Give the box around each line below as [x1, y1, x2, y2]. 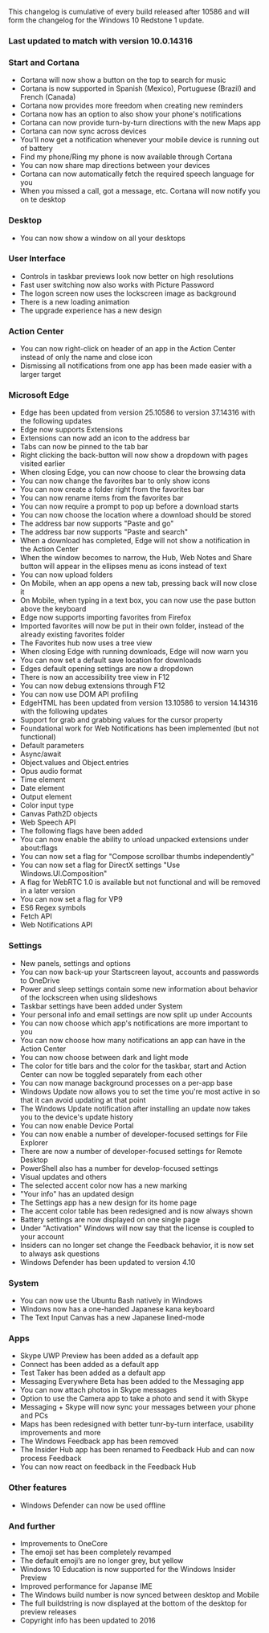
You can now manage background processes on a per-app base [19, 1078, 233, 1087]
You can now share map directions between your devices [19, 161, 210, 170]
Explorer [19, 1137, 48, 1148]
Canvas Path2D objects [19, 809, 98, 819]
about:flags [19, 843, 58, 853]
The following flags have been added [19, 826, 143, 836]
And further [8, 1520, 55, 1532]
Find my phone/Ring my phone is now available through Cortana [19, 152, 233, 162]
